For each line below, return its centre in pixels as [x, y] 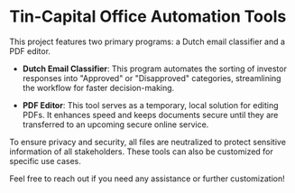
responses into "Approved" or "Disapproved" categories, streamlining [152, 78]
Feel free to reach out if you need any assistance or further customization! [147, 179]
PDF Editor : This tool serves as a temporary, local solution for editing [150, 105]
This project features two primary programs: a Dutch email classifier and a [147, 41]
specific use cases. [45, 161]
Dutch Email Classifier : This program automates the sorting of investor [154, 69]
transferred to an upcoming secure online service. [115, 124]
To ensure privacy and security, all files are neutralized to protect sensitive [148, 142]
